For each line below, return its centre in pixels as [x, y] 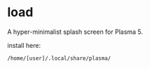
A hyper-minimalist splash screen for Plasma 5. [75, 32]
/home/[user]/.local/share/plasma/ [59, 58]
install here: [24, 45]
